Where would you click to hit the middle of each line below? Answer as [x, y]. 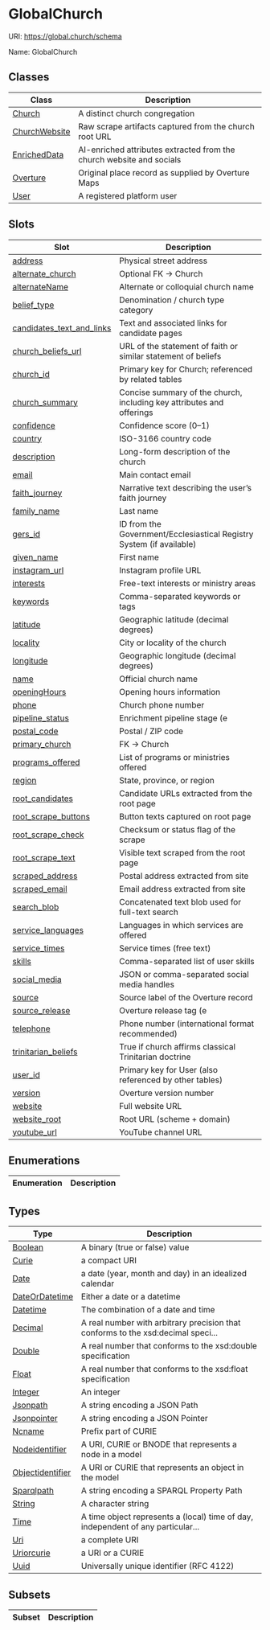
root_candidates [43, 799]
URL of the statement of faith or [179, 346]
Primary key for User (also [169, 1070]
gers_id [27, 534]
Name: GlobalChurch [43, 51]
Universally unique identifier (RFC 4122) [157, 1566]
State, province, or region [167, 780]
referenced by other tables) [171, 1080]
